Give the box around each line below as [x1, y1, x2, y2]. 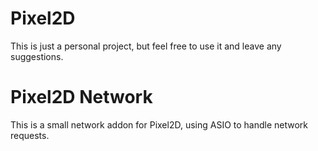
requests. [10, 129, 50, 141]
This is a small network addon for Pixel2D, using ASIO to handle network [10, 118, 309, 131]
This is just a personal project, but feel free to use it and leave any [10, 40, 282, 52]
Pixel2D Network [10, 86, 153, 109]
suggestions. [10, 50, 64, 62]
